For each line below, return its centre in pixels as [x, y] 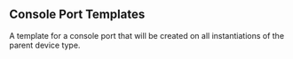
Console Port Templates [77, 15]
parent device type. [45, 45]
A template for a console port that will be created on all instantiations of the [147, 35]
